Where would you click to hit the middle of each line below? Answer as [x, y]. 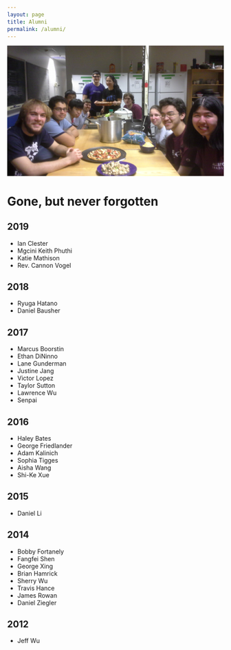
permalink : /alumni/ [37, 29]
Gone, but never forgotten [83, 201]
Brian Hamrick [37, 573]
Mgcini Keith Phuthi [44, 251]
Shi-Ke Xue [33, 475]
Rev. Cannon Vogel [44, 265]
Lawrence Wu [37, 393]
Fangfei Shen [36, 558]
